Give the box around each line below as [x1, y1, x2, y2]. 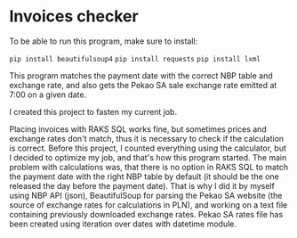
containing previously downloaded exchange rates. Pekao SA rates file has [9, 209, 284, 219]
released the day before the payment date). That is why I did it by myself [9, 180, 276, 191]
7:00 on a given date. [9, 89, 87, 100]
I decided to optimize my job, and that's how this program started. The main [9, 152, 287, 162]
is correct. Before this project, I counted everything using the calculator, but [9, 143, 287, 153]
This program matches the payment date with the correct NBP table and [9, 70, 273, 81]
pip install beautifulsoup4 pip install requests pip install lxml [9, 54, 261, 63]
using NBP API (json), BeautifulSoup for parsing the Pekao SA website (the [9, 190, 283, 201]
